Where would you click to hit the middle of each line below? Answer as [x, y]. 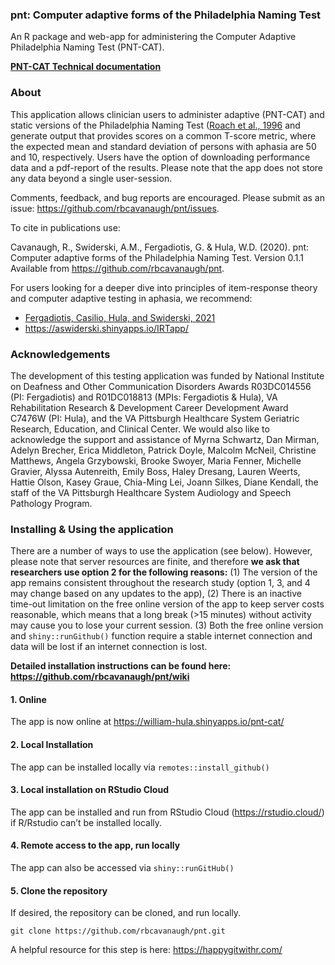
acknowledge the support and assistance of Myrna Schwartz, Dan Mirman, [165, 439]
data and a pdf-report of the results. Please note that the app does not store [167, 167]
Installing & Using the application [92, 529]
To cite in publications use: [65, 227]
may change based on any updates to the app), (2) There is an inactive [156, 594]
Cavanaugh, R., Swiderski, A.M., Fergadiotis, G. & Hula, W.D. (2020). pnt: [160, 247]
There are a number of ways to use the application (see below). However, [161, 551]
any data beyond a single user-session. [91, 178]
